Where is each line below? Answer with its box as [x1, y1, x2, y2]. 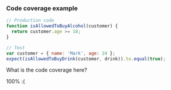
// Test [6, 44, 26, 51]
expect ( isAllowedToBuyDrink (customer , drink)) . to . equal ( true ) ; [6, 56, 166, 62]
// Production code [6, 18, 55, 24]
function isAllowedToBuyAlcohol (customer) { [6, 23, 118, 29]
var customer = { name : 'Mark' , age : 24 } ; [6, 50, 116, 56]
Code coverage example [6, 4, 78, 12]
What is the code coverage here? [6, 66, 87, 73]
